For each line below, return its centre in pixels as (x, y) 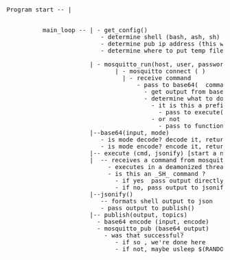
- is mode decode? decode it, (151, 140)
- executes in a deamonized (155, 167)
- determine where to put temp (153, 51)
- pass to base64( (167, 85)
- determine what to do (184, 99)
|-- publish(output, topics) (139, 215)
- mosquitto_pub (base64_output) (153, 229)
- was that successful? (144, 235)
